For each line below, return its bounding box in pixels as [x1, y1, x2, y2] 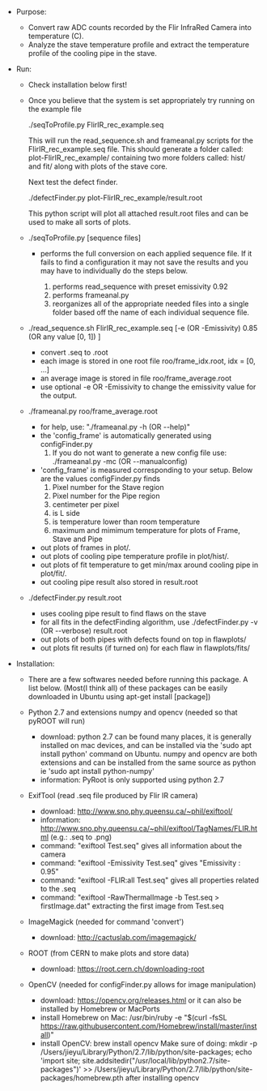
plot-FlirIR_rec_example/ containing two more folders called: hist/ [28, 153, 246, 162]
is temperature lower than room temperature [52, 517, 201, 526]
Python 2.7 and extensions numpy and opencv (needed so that [28, 707, 238, 717]
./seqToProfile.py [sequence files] [28, 233, 142, 243]
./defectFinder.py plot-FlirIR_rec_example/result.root [28, 193, 203, 202]
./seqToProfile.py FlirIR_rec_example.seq [28, 120, 164, 129]
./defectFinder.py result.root [28, 593, 122, 603]
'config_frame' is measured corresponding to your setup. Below [40, 466, 253, 475]
